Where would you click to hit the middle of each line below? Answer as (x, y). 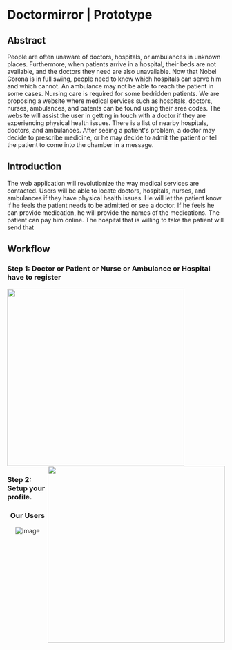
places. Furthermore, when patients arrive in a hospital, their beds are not (112, 64)
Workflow (29, 249)
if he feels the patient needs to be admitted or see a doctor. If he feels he (111, 205)
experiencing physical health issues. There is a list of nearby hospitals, (108, 123)
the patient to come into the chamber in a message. (80, 145)
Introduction (35, 167)
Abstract (27, 40)
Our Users (28, 516)
